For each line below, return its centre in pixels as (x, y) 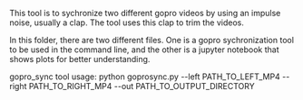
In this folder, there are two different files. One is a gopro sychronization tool (152, 40)
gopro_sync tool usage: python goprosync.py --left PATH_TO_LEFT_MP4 (145, 77)
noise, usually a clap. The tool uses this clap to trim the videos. (127, 23)
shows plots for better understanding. (80, 59)
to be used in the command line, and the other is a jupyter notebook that (144, 50)
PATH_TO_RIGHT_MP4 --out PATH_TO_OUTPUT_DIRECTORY (142, 86)
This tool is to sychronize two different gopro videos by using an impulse (145, 13)
